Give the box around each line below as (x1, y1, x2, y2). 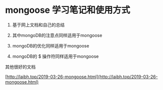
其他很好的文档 (5, 64, 36, 70)
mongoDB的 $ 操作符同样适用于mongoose (12, 53, 99, 59)
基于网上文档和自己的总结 (12, 22, 65, 28)
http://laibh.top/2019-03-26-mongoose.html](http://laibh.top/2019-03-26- (6, 74, 158, 80)
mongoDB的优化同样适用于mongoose (12, 43, 89, 48)
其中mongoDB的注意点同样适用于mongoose (12, 32, 103, 38)
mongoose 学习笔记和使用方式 (5, 4, 130, 16)
